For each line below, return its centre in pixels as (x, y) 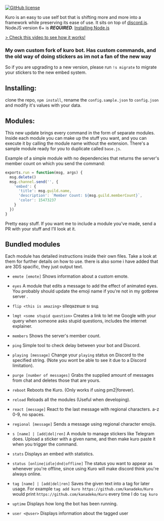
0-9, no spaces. (28, 414)
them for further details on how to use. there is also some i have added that (82, 261)
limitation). (23, 366)
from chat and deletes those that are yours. (56, 380)
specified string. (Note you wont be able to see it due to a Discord (79, 360)
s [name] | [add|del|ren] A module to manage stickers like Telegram (83, 434)
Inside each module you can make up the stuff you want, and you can (76, 138)
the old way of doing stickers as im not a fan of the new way (78, 56)
